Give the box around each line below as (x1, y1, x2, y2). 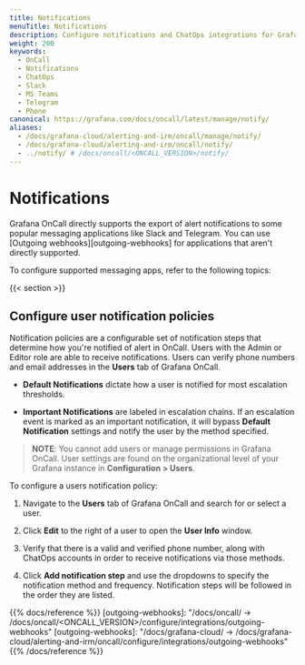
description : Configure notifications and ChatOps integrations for (9, 30, 274, 39)
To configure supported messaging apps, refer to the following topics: (9, 265, 271, 276)
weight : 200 (9, 38, 54, 48)
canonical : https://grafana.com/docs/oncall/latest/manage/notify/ (9, 115, 271, 124)
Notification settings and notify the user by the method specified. (22, 426, 270, 437)
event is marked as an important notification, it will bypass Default (22, 416, 271, 428)
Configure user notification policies (9, 308, 215, 324)
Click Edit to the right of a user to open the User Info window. (22, 525, 253, 537)
